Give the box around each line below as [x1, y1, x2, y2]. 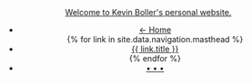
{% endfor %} [128, 53, 182, 64]
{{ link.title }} [131, 43, 179, 54]
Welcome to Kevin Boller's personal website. [65, 7, 232, 17]
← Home [138, 24, 172, 35]
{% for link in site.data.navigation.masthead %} [66, 34, 244, 44]
